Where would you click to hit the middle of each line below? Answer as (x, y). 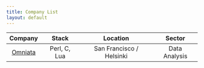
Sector (175, 38)
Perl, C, (60, 48)
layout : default (27, 18)
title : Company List (32, 12)
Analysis (175, 56)
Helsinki (116, 56)
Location (116, 38)
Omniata (24, 52)
